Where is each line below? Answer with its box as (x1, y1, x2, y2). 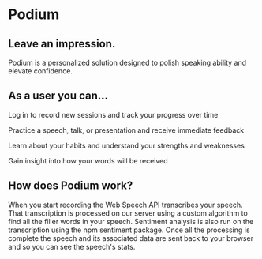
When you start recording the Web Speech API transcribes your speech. (8, 200, 243, 209)
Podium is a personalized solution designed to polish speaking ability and (8, 58, 247, 67)
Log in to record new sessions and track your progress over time (8, 110, 219, 119)
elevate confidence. (8, 66, 73, 76)
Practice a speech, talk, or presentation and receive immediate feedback (8, 125, 245, 135)
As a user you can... (8, 89, 109, 103)
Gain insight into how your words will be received (8, 156, 168, 165)
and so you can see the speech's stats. (8, 242, 136, 251)
